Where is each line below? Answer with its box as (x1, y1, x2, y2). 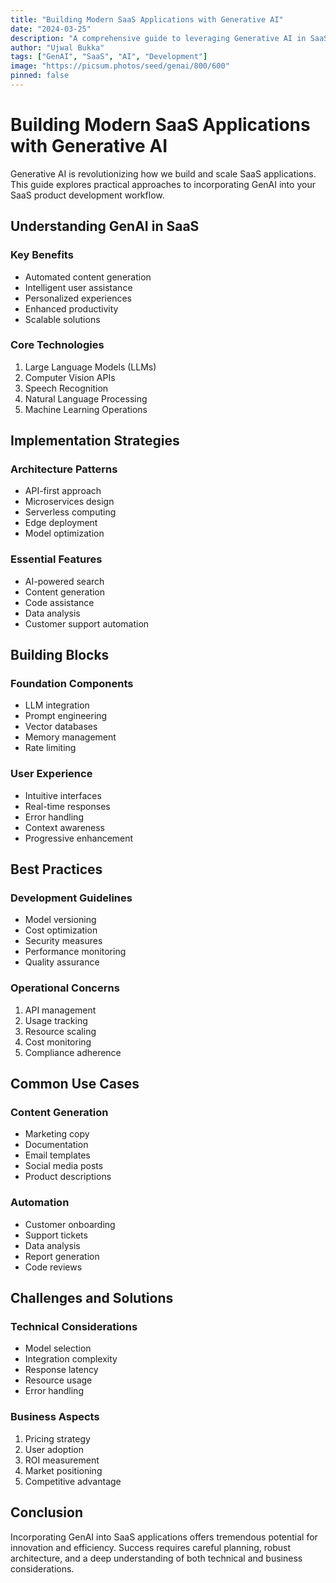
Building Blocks (10, 647, 110, 664)
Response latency (24, 1364, 99, 1376)
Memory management (24, 731, 117, 743)
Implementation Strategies (10, 432, 180, 450)
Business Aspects (10, 1410, 100, 1424)
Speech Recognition (24, 382, 109, 394)
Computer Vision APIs (24, 371, 116, 383)
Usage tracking (24, 1014, 88, 1026)
